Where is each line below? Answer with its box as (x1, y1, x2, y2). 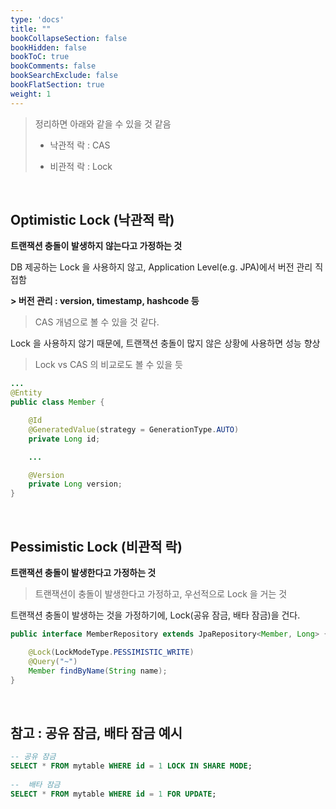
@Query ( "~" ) (28, 656, 78, 666)
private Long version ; (28, 479, 123, 490)
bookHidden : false (10, 42, 87, 53)
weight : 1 (10, 89, 52, 99)
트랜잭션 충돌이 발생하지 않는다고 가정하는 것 (10, 240, 183, 252)
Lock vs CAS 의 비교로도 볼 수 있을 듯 (34, 359, 183, 371)
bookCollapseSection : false (10, 33, 128, 43)
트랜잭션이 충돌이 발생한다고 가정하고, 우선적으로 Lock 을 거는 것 (34, 588, 288, 600)
